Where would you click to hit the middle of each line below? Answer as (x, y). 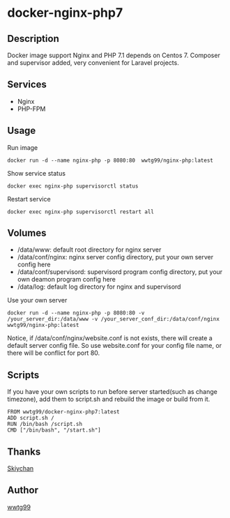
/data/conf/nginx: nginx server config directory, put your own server (115, 257)
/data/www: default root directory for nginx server (89, 250)
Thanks (24, 451)
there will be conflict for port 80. (54, 353)
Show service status (37, 173)
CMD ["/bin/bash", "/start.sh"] (54, 430)
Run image (23, 147)
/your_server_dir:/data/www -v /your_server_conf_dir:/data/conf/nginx (113, 319)
